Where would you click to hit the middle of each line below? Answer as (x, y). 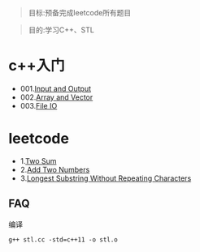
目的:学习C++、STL (61, 30)
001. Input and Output (56, 88)
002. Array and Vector (57, 97)
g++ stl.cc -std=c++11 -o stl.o (63, 239)
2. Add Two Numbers (55, 169)
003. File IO (39, 105)
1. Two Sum (38, 160)
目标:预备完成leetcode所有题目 (80, 13)
